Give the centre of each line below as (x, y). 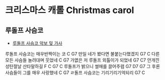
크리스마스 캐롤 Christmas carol (70, 10)
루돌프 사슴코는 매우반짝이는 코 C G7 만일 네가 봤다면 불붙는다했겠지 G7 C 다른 (82, 54)
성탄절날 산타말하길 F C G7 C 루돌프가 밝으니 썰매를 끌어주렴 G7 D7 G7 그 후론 (82, 66)
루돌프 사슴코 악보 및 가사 (37, 43)
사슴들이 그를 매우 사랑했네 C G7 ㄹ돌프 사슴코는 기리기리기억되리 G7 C (75, 72)
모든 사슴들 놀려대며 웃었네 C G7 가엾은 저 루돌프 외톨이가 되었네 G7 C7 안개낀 (82, 60)
